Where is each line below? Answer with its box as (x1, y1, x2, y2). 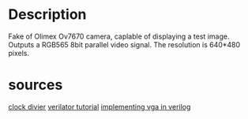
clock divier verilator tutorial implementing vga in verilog (8, 102, 191, 111)
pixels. (8, 48, 30, 58)
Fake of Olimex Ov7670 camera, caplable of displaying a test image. (8, 32, 230, 41)
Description (8, 6, 87, 24)
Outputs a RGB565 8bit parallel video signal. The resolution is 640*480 (8, 39, 241, 49)
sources (8, 76, 63, 94)
